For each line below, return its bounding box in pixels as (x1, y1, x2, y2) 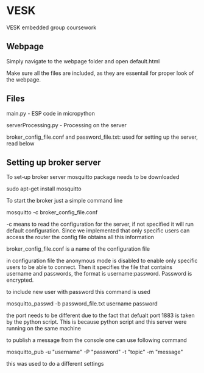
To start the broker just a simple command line (6, 197, 123, 204)
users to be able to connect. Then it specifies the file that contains (6, 263, 172, 271)
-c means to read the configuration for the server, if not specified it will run (6, 220, 194, 228)
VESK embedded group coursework (6, 24, 97, 31)
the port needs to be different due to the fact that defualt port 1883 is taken (6, 312, 195, 319)
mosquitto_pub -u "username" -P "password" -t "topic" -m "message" (6, 348, 183, 356)
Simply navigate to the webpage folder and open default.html (6, 57, 160, 64)
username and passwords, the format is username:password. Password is (6, 270, 192, 277)
